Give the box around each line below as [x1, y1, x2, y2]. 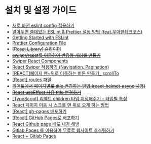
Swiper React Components [12, 58, 68, 64]
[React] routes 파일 [12, 77, 52, 83]
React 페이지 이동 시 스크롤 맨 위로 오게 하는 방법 [12, 102, 109, 108]
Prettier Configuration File [12, 40, 66, 46]
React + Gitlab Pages [12, 133, 56, 139]
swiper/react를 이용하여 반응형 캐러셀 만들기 [12, 52, 101, 58]
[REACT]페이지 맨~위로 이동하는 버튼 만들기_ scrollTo [12, 70, 120, 76]
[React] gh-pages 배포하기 [12, 108, 67, 114]
